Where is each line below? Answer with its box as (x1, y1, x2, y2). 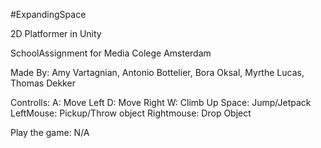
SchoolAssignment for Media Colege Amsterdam (10, 47, 212, 59)
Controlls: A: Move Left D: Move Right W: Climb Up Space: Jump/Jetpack (10, 97, 312, 108)
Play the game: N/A (10, 127, 90, 138)
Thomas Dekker (10, 77, 76, 89)
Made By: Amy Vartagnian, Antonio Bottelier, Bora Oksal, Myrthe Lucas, (10, 67, 305, 78)
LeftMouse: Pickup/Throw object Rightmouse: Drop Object (10, 107, 252, 119)
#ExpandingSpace (10, 9, 87, 20)
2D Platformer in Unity (10, 28, 102, 39)
